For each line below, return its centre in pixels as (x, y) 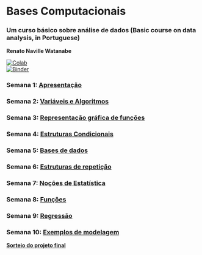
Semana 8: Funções (36, 199)
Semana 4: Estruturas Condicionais (60, 134)
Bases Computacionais (66, 11)
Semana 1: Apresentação (44, 85)
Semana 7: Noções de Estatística (56, 183)
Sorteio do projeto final (36, 245)
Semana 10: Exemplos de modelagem (63, 232)
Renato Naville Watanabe (39, 51)
